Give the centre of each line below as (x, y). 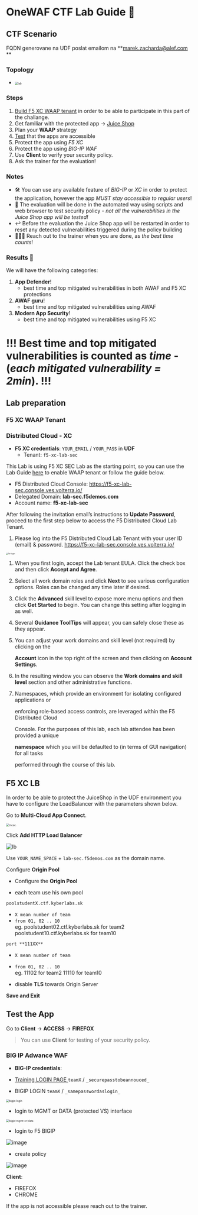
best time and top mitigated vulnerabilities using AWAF (90, 307)
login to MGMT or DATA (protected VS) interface (73, 1111)
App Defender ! (33, 282)
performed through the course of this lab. (65, 765)
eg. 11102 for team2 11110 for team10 (58, 973)
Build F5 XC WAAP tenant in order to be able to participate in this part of (102, 111)
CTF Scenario (32, 34)
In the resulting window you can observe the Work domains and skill (98, 676)
